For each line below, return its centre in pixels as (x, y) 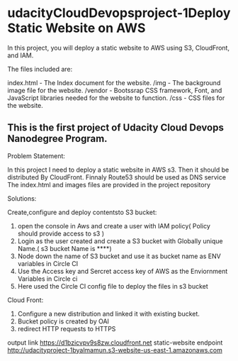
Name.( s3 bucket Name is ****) (64, 248)
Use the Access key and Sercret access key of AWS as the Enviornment (123, 271)
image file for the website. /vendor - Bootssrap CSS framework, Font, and (115, 90)
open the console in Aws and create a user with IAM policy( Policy (114, 226)
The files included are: (40, 69)
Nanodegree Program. (57, 139)
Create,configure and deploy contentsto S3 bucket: (82, 212)
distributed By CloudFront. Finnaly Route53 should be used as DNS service (117, 177)
